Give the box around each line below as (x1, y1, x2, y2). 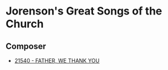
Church (5, 17, 44, 31)
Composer (5, 41, 47, 51)
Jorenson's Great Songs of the (5, 4, 163, 18)
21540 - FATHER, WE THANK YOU (14, 57, 100, 64)
